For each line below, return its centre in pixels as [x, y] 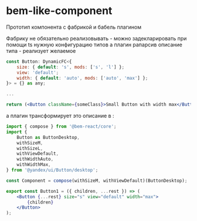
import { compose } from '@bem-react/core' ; [61, 127]
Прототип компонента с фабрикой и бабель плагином [74, 27]
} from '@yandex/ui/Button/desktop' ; [52, 170]
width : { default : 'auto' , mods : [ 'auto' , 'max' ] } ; [82, 78]
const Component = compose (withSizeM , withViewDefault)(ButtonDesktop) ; [97, 181]
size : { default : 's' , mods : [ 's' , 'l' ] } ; [71, 67]
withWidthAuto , [35, 159]
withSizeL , [30, 148]
